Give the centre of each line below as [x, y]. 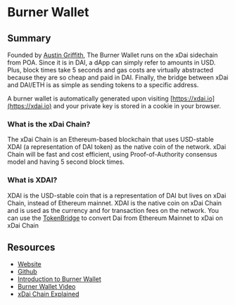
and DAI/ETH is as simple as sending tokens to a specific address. [103, 85]
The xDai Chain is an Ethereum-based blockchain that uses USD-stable [111, 139]
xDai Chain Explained [48, 294]
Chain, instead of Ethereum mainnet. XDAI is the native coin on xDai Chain [115, 203]
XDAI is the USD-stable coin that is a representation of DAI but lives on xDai [117, 195]
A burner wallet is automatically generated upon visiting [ [90, 98]
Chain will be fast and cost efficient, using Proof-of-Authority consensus [112, 155]
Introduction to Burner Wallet [59, 279]
